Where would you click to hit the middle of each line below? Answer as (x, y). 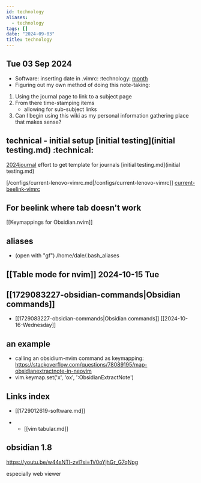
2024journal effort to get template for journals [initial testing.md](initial (93, 164)
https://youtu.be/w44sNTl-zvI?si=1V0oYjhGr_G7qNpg (72, 462)
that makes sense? (38, 122)
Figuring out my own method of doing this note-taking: (82, 85)
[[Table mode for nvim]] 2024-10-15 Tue (83, 274)
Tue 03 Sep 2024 (39, 64)
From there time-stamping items (55, 103)
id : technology (25, 12)
